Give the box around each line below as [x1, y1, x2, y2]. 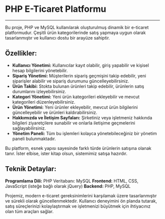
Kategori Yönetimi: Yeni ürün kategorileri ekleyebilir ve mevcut [12, 94, 140, 100]
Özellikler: [5, 49, 37, 58]
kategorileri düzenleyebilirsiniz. [12, 99, 76, 105]
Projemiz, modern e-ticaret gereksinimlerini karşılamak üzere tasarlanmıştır [5, 192, 157, 198]
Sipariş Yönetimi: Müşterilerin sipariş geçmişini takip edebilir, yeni [12, 73, 146, 78]
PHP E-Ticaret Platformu [5, 3, 107, 15]
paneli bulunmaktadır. [12, 136, 56, 142]
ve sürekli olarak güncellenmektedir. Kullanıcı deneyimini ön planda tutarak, [5, 198, 157, 204]
